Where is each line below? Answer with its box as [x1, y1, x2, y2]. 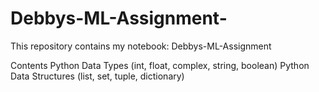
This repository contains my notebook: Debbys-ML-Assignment [10, 40, 272, 52]
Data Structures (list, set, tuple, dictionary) [10, 70, 185, 82]
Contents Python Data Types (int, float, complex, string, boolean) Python [10, 59, 310, 71]
